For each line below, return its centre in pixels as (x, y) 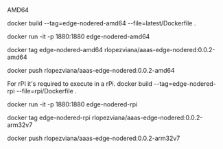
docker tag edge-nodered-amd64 (55, 50)
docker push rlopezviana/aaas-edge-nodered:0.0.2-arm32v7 (94, 138)
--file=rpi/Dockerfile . (46, 91)
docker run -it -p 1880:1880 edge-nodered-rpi (72, 104)
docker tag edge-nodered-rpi (49, 117)
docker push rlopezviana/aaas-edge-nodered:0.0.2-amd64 (91, 70)
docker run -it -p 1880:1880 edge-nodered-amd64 (79, 36)
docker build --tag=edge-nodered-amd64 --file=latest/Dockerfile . (102, 23)
